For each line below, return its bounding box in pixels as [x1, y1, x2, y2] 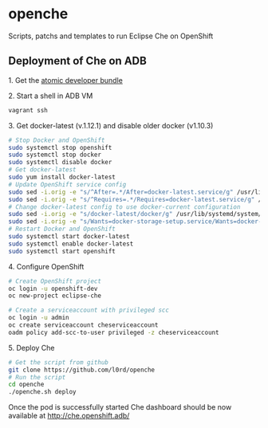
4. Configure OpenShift [8, 261, 85, 271]
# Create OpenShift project [8, 277, 102, 285]
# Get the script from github [8, 358, 109, 367]
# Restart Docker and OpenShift [8, 225, 116, 234]
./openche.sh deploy [8, 388, 77, 396]
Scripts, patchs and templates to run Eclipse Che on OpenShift [8, 31, 214, 41]
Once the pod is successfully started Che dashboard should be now [8, 402, 232, 412]
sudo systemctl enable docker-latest [8, 240, 134, 248]
